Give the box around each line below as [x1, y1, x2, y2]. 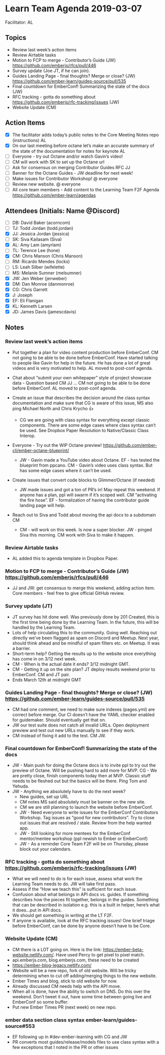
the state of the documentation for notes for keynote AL [12, 148, 126, 154]
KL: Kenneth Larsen [12, 303, 53, 309]
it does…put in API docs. [12, 907, 62, 913]
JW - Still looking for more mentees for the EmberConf [19, 831, 131, 837]
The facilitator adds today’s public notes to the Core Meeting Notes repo [12, 132, 159, 138]
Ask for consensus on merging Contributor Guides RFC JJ [12, 164, 131, 170]
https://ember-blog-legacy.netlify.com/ [12, 962, 92, 968]
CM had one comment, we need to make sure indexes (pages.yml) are [12, 706, 155, 712]
